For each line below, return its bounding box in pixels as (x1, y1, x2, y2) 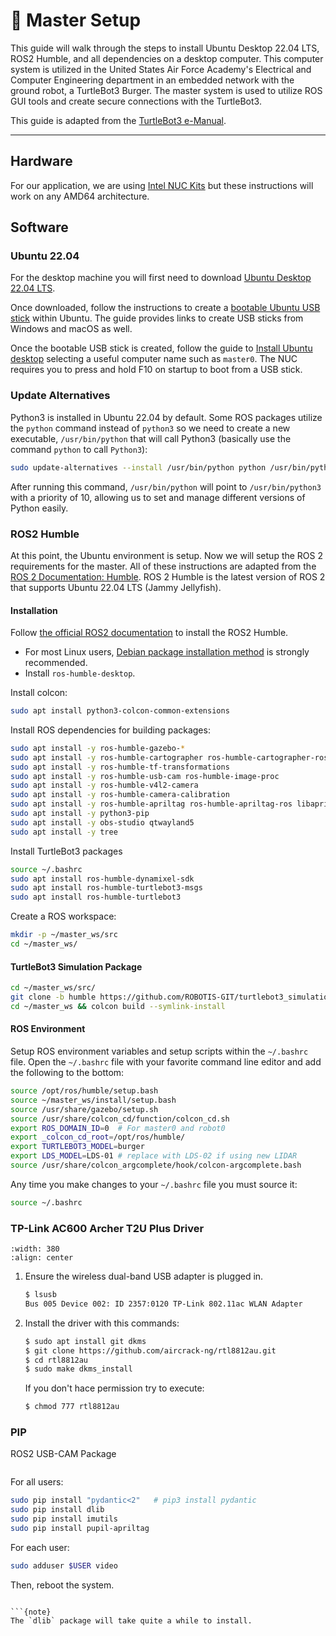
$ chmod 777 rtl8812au (24, 1402, 120, 1412)
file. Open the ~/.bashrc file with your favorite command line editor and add (10, 1056, 322, 1068)
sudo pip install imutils (10, 1514, 118, 1524)
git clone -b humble (10, 992, 97, 1003)
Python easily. (10, 502, 69, 514)
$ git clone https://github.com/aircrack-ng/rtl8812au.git (24, 1345, 277, 1356)
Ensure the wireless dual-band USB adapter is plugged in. (24, 1270, 264, 1283)
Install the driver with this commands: (24, 1317, 180, 1329)
